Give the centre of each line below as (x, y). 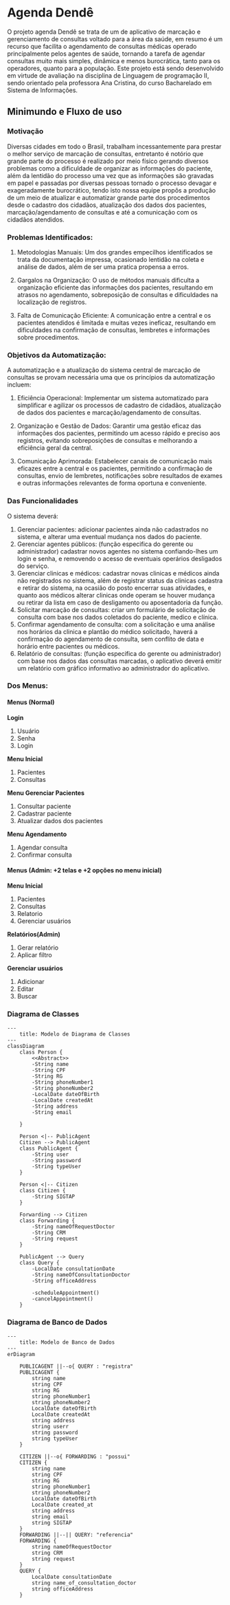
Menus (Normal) (31, 702)
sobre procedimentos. (48, 337)
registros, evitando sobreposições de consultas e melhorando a (107, 441)
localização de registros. (52, 302)
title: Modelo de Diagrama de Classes (75, 1034)
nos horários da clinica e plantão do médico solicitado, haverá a (107, 631)
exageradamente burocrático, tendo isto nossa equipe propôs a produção (112, 190)
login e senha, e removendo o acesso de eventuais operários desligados (119, 558)
